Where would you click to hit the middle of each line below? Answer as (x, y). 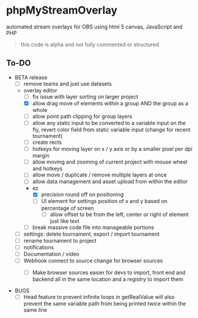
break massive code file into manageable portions (93, 227)
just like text (65, 221)
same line (35, 310)
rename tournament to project (60, 240)
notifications (39, 247)
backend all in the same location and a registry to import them (108, 279)
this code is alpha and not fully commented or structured (90, 44)
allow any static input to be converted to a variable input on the (109, 123)
